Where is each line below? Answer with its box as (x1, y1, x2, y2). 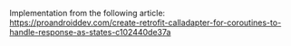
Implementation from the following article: (9, 8, 166, 18)
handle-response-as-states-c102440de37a (9, 27, 171, 37)
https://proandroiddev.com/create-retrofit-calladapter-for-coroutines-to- (9, 17, 282, 28)
